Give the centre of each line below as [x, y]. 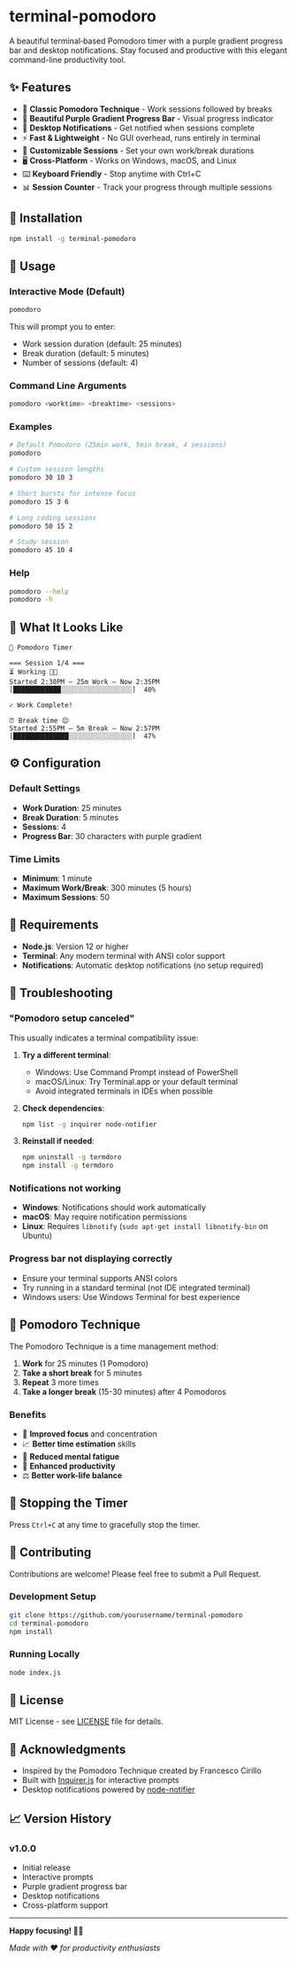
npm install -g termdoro [68, 1166]
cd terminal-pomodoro [49, 1623]
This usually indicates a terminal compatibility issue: [104, 1038]
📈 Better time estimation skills [79, 1444]
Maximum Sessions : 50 [66, 898]
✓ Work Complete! [41, 705]
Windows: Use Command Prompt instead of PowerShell [137, 1072]
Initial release [46, 1867]
